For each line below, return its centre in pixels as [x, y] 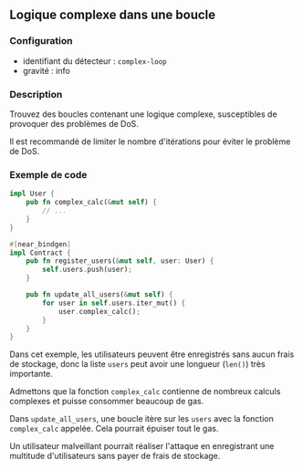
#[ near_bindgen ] [40, 244]
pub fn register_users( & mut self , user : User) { [120, 261]
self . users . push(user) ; [87, 270]
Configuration [41, 41]
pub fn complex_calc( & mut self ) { [91, 203]
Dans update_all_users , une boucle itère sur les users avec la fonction [141, 419]
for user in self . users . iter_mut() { [114, 303]
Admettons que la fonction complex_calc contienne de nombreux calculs [145, 392]
